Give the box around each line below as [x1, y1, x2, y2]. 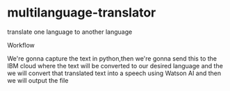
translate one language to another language [7, 28, 133, 36]
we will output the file [7, 76, 69, 84]
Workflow [7, 41, 35, 49]
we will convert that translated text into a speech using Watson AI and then [7, 69, 222, 77]
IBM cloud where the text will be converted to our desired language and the [7, 61, 224, 70]
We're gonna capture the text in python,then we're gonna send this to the [7, 54, 217, 63]
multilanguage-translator [7, 5, 156, 21]
